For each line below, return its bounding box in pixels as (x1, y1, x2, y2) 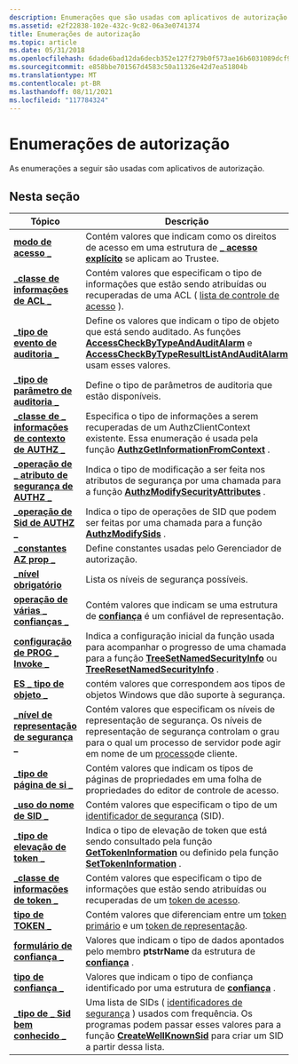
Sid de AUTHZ (13, 517, 75, 529)
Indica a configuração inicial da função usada (85, 630, 275, 642)
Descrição (164, 215, 209, 227)
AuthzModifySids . (85, 528, 167, 540)
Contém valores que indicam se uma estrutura (85, 599, 278, 611)
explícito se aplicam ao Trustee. (85, 252, 220, 265)
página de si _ (13, 779, 74, 791)
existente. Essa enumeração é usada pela (85, 433, 259, 445)
